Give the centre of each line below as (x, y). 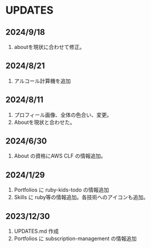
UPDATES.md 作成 (36, 231)
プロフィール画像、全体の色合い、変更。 (63, 115)
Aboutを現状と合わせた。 (45, 122)
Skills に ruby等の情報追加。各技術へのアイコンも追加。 (81, 197)
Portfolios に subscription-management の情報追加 (75, 239)
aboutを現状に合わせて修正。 (49, 47)
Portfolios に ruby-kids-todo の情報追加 (61, 190)
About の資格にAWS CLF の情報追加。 (60, 156)
